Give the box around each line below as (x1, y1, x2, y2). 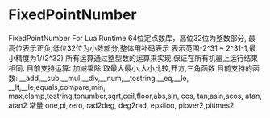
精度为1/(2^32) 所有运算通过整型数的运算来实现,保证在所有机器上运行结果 (15, 53, 259, 63)
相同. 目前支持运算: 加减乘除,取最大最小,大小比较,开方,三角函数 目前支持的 (8, 63, 253, 73)
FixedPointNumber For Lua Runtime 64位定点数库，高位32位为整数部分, (8, 33, 247, 43)
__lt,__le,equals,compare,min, (8, 82, 106, 92)
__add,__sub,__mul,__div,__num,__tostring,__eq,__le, (19, 73, 189, 83)
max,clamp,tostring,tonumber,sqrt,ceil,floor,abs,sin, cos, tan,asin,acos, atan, (8, 91, 262, 100)
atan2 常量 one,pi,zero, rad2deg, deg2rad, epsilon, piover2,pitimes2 (8, 100, 235, 110)
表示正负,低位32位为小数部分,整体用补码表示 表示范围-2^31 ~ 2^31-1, (22, 43, 250, 53)
